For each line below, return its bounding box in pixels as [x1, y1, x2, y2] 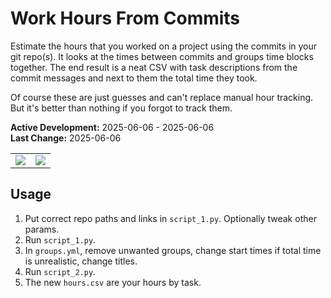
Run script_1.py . [24, 233, 97, 246]
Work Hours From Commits [10, 7, 241, 30]
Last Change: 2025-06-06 [10, 132, 122, 144]
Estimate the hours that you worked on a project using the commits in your [10, 40, 318, 52]
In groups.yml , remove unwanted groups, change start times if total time [24, 244, 322, 256]
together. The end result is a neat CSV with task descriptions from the [10, 61, 298, 73]
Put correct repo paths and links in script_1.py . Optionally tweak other [24, 212, 317, 224]
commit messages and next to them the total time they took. [10, 72, 258, 84]
